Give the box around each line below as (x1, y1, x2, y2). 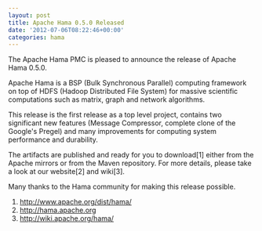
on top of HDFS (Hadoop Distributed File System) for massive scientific (8, 87, 238, 96)
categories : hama (8, 33, 65, 42)
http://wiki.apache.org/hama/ (19, 214, 115, 223)
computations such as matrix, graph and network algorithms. (8, 95, 206, 104)
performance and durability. (8, 135, 98, 145)
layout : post (8, 11, 51, 20)
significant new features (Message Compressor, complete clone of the (8, 118, 236, 128)
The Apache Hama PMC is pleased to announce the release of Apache (8, 55, 237, 64)
